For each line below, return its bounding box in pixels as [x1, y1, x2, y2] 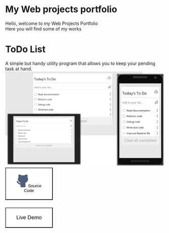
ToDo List [5, 44, 46, 55]
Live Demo [16, 214, 42, 221]
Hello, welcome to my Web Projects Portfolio [5, 20, 98, 26]
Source [27, 183, 42, 188]
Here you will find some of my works [5, 25, 82, 31]
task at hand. [5, 65, 32, 72]
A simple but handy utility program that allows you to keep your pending [5, 60, 155, 66]
